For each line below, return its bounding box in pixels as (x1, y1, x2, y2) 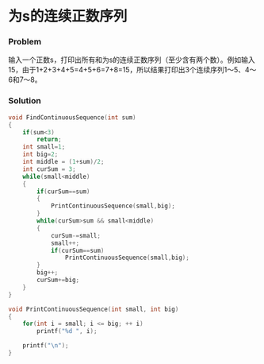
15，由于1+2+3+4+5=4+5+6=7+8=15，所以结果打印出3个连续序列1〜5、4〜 (8, 65, 257, 75)
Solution (8, 95, 42, 106)
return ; (36, 136, 62, 144)
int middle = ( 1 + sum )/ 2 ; (22, 158, 105, 166)
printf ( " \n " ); (22, 342, 69, 350)
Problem (8, 37, 42, 48)
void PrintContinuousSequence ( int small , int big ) (8, 305, 179, 313)
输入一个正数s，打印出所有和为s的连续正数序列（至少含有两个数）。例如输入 (8, 55, 255, 64)
